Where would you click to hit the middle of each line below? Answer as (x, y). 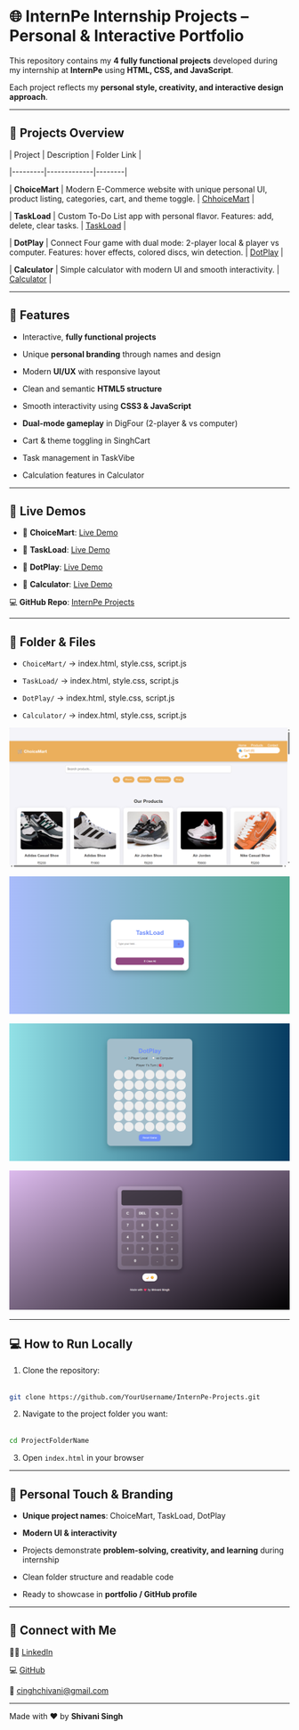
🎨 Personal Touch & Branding (91, 1494)
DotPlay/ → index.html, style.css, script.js (98, 698)
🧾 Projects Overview (67, 133)
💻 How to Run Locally (71, 1345)
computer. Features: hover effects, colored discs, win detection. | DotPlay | (146, 252)
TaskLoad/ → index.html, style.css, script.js (101, 681)
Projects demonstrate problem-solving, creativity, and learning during (153, 1550)
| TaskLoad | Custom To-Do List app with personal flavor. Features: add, (141, 216)
